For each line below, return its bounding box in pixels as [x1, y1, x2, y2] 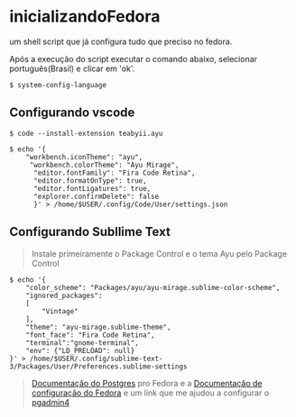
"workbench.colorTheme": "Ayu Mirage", [29, 160, 180, 169]
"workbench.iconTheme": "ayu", [25, 152, 143, 161]
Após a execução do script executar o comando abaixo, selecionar [9, 53, 258, 64]
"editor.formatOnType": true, [32, 176, 147, 186]
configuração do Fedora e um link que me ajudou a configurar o [31, 387, 270, 398]
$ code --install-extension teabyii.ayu [9, 129, 164, 138]
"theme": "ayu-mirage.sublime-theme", [25, 322, 171, 331]
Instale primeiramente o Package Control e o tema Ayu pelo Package [31, 248, 287, 258]
